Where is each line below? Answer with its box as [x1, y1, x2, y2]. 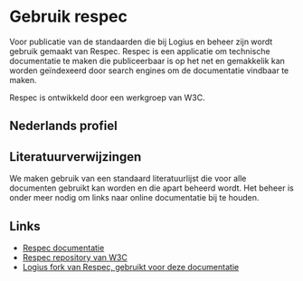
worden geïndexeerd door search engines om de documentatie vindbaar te [9, 65, 289, 76]
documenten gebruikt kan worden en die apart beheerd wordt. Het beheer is [9, 183, 294, 193]
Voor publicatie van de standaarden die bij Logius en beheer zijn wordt [9, 36, 273, 47]
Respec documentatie [22, 242, 105, 253]
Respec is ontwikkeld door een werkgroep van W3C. [9, 92, 205, 103]
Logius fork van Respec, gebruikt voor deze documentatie [22, 261, 240, 272]
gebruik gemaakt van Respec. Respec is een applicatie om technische [9, 45, 270, 56]
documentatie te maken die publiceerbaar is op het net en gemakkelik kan [9, 55, 285, 66]
